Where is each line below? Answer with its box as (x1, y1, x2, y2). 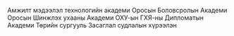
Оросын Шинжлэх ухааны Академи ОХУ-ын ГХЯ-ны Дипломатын (7, 13, 204, 22)
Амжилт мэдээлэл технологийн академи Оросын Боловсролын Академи (7, 6, 228, 14)
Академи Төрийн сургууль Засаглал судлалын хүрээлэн (7, 21, 178, 29)
